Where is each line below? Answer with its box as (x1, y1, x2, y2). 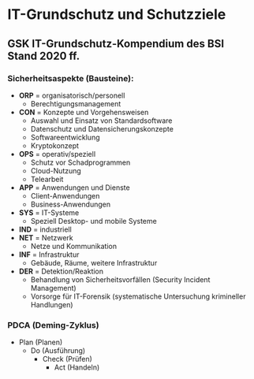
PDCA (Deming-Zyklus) (7, 319, 99, 330)
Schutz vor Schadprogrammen (30, 158, 131, 167)
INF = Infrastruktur (18, 250, 80, 259)
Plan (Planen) (18, 337, 63, 347)
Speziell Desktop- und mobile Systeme (30, 216, 157, 225)
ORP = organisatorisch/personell (18, 91, 125, 100)
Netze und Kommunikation (30, 241, 118, 251)
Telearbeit (30, 174, 64, 184)
